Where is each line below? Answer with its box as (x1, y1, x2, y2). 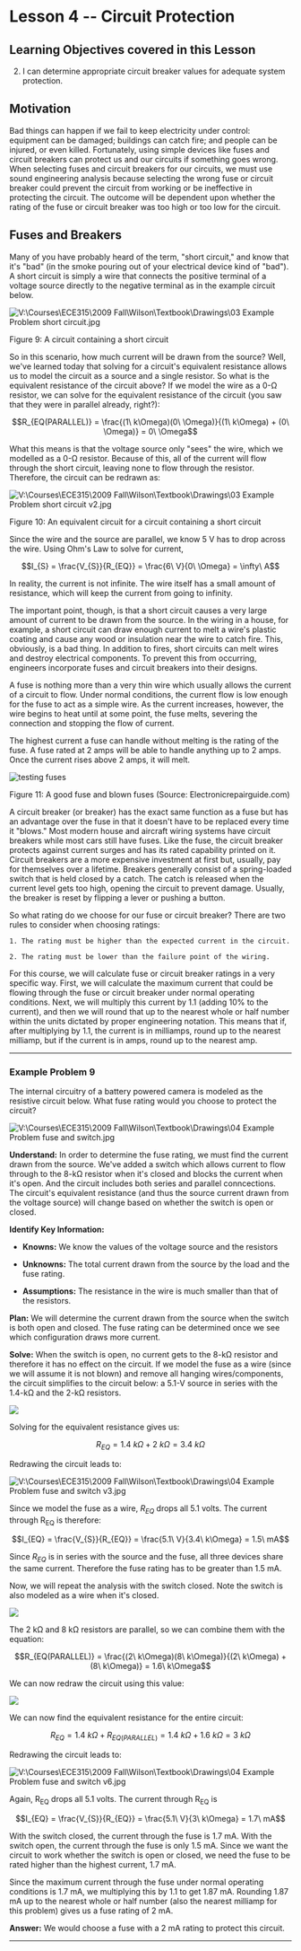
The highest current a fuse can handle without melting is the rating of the (9, 734, 279, 746)
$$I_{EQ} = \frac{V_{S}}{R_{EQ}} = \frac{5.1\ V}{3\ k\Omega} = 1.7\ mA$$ (14, 1813, 287, 1824)
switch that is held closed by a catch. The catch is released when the (9, 873, 264, 883)
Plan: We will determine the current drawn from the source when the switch (9, 1313, 289, 1323)
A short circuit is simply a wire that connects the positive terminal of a (9, 270, 267, 281)
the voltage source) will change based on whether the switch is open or (9, 1197, 274, 1208)
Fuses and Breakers (9, 227, 123, 243)
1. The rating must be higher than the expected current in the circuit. (9, 936, 291, 945)
